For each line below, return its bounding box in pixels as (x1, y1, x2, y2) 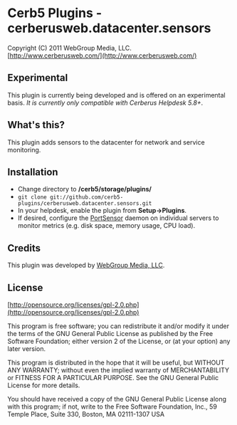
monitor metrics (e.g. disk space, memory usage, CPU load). (17, 221, 196, 230)
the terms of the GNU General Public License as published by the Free (7, 330, 214, 337)
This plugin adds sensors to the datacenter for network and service (7, 137, 205, 147)
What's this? (7, 119, 65, 131)
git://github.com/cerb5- (49, 194, 124, 201)
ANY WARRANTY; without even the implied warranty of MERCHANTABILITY (7, 366, 230, 374)
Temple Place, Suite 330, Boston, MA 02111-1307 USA (7, 410, 165, 418)
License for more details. (7, 381, 80, 389)
